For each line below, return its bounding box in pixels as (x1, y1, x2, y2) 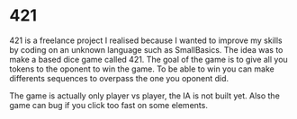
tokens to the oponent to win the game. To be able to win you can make (9, 64, 274, 74)
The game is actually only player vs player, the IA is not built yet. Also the (9, 90, 281, 101)
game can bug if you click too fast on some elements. (9, 99, 209, 110)
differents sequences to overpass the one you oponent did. (9, 72, 229, 83)
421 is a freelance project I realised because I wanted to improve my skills (9, 35, 283, 46)
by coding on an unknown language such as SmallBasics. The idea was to (9, 44, 283, 55)
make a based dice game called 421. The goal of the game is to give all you (9, 54, 288, 64)
